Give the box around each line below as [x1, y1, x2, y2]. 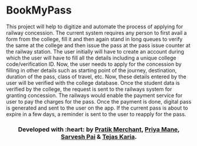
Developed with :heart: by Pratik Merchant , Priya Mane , [18, 125, 180, 133]
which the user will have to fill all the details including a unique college [6, 54, 176, 61]
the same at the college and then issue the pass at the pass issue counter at [6, 42, 191, 49]
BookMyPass [6, 4, 72, 17]
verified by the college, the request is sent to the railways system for [6, 85, 172, 92]
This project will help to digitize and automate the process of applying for [6, 23, 183, 30]
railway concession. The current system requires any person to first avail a [6, 29, 187, 36]
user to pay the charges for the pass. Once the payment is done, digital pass [6, 98, 192, 105]
